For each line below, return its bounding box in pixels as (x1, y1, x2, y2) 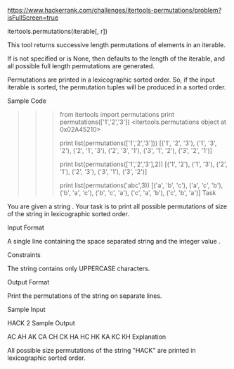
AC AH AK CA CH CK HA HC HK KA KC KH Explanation (7, 332, 167, 341)
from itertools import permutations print (59, 111, 174, 118)
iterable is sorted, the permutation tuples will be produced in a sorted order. (7, 83, 226, 91)
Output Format (7, 278, 50, 286)
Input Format (7, 223, 44, 232)
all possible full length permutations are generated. (7, 62, 155, 70)
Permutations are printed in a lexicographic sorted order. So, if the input (7, 75, 216, 84)
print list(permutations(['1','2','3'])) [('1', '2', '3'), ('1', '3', (59, 139, 217, 147)
